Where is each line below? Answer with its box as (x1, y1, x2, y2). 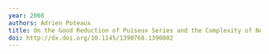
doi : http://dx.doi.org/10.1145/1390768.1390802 (8, 33, 174, 42)
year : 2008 (8, 11, 45, 20)
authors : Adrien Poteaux (8, 19, 91, 27)
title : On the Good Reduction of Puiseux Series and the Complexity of (8, 26, 252, 34)
